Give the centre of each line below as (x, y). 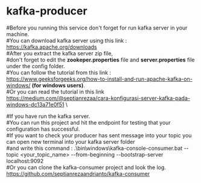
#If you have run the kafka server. (48, 116)
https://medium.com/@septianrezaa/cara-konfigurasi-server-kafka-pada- (98, 98)
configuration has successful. (43, 129)
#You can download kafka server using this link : (67, 40)
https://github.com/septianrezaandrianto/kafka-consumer (78, 173)
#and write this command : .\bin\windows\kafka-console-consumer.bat (94, 148)
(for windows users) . (59, 85)
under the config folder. (36, 66)
